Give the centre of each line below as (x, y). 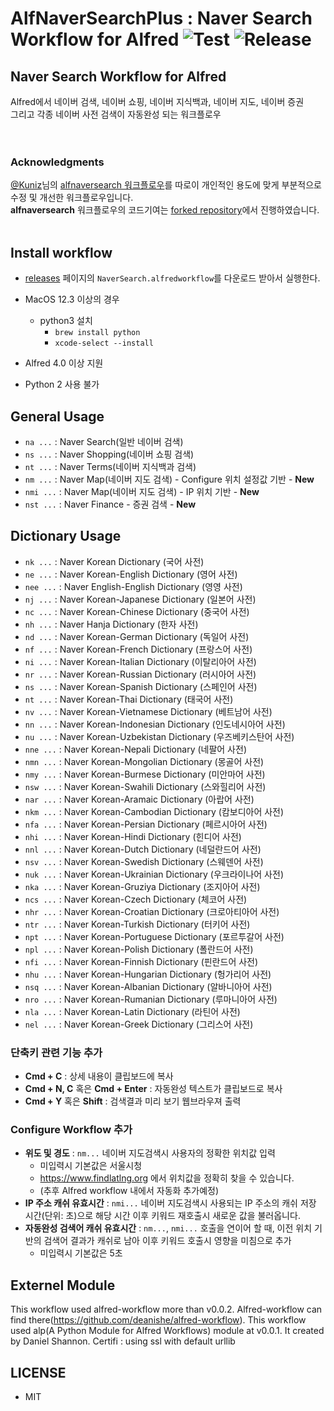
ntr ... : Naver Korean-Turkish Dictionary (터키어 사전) (137, 924)
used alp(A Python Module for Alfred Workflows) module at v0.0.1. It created (167, 1331)
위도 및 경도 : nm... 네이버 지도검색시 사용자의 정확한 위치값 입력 (150, 1153)
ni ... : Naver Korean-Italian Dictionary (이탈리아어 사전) (140, 661)
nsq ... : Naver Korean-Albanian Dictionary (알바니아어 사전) (148, 986)
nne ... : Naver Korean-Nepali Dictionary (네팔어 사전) (135, 749)
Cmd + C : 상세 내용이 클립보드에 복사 (99, 1076)
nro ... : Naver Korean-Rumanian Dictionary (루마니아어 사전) (151, 999)
